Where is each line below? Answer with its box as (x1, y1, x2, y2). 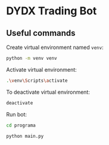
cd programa (6, 122, 36, 128)
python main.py (6, 133, 44, 139)
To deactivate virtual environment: (6, 88, 91, 95)
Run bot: (6, 110, 27, 118)
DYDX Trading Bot (6, 4, 97, 18)
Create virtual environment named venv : (6, 44, 104, 51)
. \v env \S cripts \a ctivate (6, 78, 68, 84)
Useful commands (6, 28, 76, 38)
